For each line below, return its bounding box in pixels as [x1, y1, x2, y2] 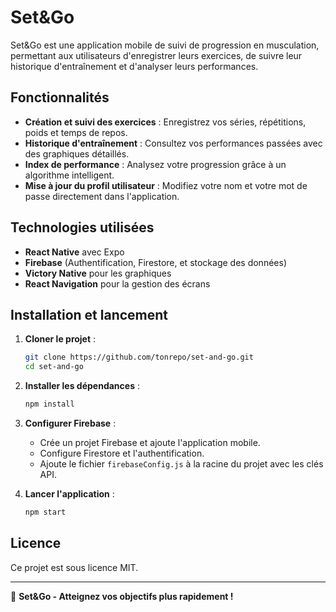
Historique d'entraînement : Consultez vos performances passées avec [24, 137, 323, 149]
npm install [24, 399, 75, 410]
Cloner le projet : [24, 333, 97, 345]
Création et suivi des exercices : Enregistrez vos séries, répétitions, [24, 116, 307, 128]
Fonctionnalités [10, 89, 110, 106]
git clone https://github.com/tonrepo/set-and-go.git [24, 352, 254, 363]
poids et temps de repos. [24, 126, 128, 138]
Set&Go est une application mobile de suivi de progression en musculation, [10, 39, 320, 51]
